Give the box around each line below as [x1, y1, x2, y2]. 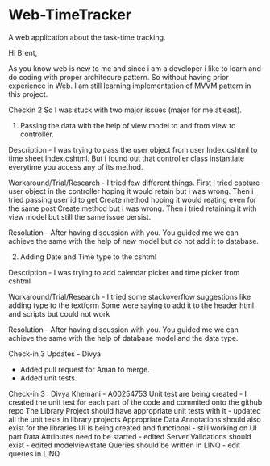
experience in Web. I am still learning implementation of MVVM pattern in [8, 81, 251, 90]
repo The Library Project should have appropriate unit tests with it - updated [8, 405, 261, 415]
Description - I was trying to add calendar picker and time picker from [8, 267, 240, 277]
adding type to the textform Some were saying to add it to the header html [8, 300, 255, 310]
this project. [8, 89, 48, 99]
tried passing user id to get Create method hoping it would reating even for [8, 195, 257, 204]
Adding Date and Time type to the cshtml [19, 252, 157, 262]
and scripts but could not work [8, 309, 110, 318]
